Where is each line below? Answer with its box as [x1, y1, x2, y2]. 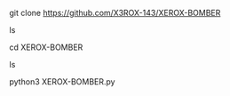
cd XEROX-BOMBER [9, 42, 83, 52]
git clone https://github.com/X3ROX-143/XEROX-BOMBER [9, 8, 221, 18]
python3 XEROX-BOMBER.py [9, 76, 115, 87]
